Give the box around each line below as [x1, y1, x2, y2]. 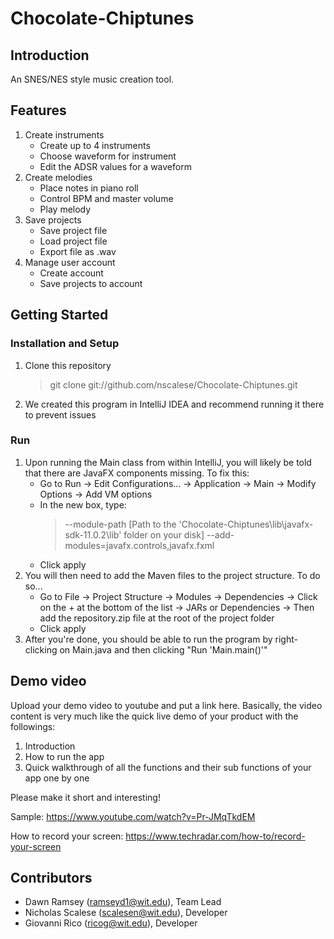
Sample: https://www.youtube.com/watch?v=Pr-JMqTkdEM [10, 810, 256, 822]
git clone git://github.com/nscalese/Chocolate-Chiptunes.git [49, 378, 298, 391]
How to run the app [24, 750, 105, 762]
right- [274, 633, 298, 645]
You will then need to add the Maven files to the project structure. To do [24, 569, 321, 581]
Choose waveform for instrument [39, 150, 177, 162]
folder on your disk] [123, 528, 205, 541]
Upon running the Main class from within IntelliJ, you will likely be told [24, 456, 312, 468]
